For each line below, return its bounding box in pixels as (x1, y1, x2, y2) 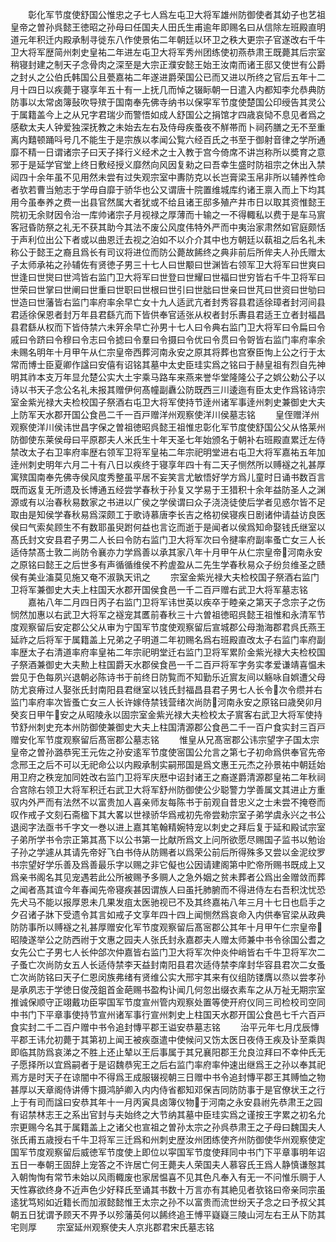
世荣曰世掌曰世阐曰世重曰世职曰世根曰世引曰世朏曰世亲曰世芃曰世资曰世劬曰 (10, 284, 326, 295)
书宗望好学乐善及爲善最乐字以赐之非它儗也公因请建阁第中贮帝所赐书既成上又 (10, 859, 326, 870)
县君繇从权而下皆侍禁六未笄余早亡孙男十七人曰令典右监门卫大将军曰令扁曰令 (10, 321, 326, 333)
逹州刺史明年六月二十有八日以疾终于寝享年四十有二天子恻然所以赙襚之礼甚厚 (10, 459, 326, 470)
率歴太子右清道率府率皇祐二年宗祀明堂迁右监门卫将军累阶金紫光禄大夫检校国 (10, 646, 326, 658)
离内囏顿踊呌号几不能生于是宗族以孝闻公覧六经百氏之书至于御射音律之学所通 (10, 134, 326, 145)
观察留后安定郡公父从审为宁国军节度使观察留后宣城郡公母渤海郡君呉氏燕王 (18, 621, 326, 633)
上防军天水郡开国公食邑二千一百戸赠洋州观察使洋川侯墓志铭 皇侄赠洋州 (10, 409, 320, 420)
